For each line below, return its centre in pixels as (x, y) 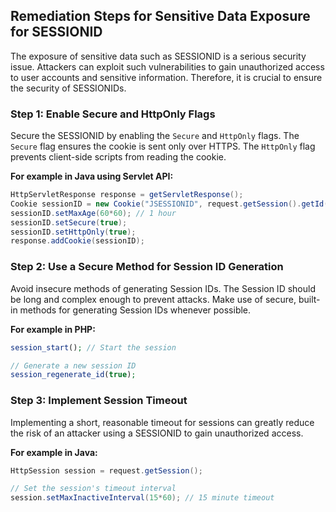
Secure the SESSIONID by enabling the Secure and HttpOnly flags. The (155, 136)
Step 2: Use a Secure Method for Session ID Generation (147, 267)
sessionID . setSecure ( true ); (69, 222)
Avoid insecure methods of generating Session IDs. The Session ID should (163, 288)
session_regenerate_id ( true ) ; (73, 375)
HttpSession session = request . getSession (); (106, 470)
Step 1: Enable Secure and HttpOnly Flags (113, 114)
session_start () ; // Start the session (93, 347)
